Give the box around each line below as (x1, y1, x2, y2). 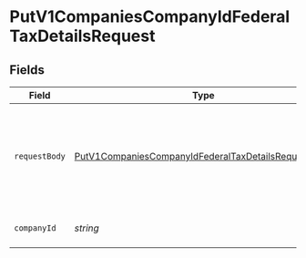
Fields (9, 62, 46, 77)
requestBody (14, 151, 66, 161)
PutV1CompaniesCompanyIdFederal (9, 6, 291, 27)
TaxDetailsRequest (9, 26, 156, 46)
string (74, 222, 100, 234)
